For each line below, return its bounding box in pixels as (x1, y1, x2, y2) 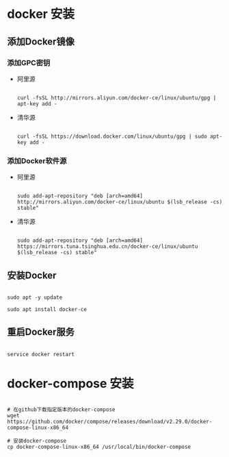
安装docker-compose (13, 437, 67, 444)
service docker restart (7, 351, 75, 358)
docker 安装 (7, 6, 75, 22)
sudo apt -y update (7, 294, 63, 301)
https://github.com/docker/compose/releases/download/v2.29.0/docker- (7, 418, 213, 425)
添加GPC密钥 (7, 58, 51, 67)
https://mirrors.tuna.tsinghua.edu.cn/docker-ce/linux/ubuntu (16, 243, 198, 250)
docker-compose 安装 (7, 375, 135, 391)
